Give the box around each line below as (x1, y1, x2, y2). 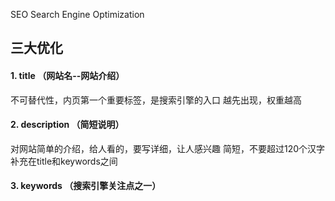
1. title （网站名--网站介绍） (10, 69, 125, 81)
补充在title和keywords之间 (10, 155, 118, 167)
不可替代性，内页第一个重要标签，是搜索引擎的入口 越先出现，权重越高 (10, 94, 302, 106)
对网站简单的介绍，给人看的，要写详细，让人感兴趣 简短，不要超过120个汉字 (10, 142, 325, 154)
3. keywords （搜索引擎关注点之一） (10, 180, 162, 192)
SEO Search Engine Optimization (10, 9, 145, 20)
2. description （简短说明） (10, 119, 125, 131)
